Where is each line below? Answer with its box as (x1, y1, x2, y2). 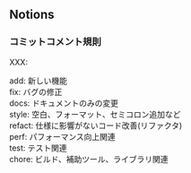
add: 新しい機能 (9, 75, 67, 86)
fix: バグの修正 (9, 86, 63, 97)
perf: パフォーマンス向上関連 (9, 131, 117, 142)
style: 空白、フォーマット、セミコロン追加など (9, 108, 181, 119)
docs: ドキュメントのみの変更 (9, 98, 119, 108)
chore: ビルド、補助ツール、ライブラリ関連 (9, 153, 169, 164)
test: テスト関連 (9, 143, 67, 153)
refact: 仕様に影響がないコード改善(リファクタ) (9, 120, 183, 131)
